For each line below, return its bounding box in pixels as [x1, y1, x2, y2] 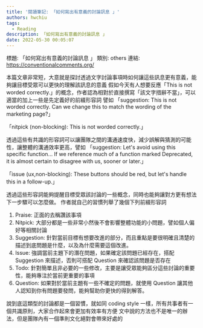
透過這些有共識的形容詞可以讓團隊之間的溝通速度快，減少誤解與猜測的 [6, 136, 181, 143]
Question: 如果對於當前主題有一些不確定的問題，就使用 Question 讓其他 [14, 280, 193, 286]
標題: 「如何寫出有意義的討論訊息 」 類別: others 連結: [6, 54, 140, 61]
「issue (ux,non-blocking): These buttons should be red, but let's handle [6, 171, 187, 177]
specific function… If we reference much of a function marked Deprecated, [6, 151, 193, 157]
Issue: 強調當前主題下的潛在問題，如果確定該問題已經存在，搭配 [14, 249, 175, 256]
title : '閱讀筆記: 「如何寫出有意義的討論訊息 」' [6, 8, 120, 15]
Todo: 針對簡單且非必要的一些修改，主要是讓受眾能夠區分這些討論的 [14, 264, 185, 271]
